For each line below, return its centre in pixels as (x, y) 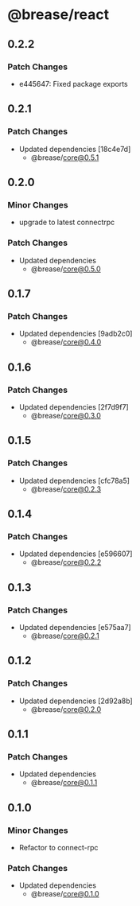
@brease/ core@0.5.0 (66, 269)
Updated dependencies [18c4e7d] (75, 149)
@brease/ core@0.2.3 (66, 489)
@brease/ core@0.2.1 (65, 636)
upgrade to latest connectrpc (67, 222)
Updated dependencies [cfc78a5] (74, 480)
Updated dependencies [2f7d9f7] (74, 406)
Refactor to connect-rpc (58, 848)
